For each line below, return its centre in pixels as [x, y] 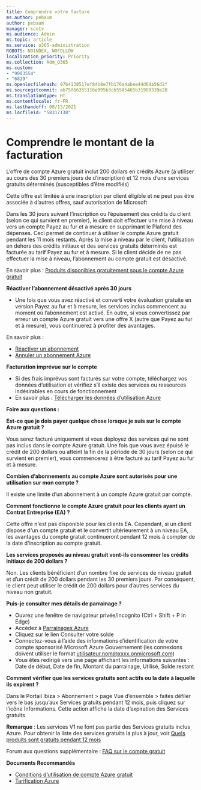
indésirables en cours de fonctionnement [66, 391]
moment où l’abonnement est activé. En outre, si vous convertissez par [103, 313]
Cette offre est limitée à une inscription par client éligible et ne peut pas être [100, 196]
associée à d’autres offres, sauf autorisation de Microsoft [77, 203]
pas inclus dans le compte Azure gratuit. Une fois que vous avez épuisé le [97, 446]
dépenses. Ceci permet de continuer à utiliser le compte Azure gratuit [92, 233]
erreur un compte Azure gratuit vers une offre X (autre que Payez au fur [104, 319]
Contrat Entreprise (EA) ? [38, 512]
